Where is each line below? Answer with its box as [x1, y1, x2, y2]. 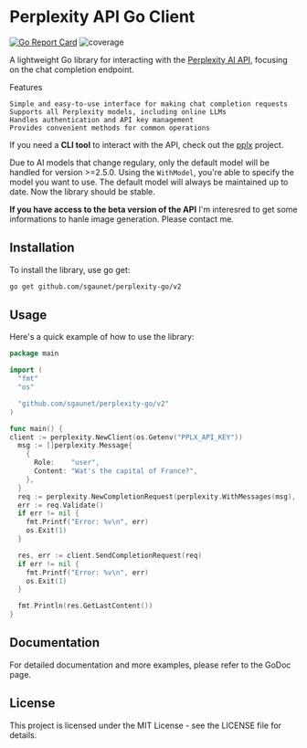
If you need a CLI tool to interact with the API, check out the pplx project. [9, 139, 284, 150]
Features [9, 81, 43, 92]
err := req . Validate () [17, 500, 104, 510]
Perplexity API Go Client [9, 6, 196, 27]
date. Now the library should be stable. [9, 185, 155, 197]
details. [9, 729, 37, 741]
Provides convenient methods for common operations [9, 123, 210, 132]
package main [9, 349, 59, 358]
